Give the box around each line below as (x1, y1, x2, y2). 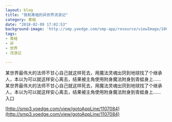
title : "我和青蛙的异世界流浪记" (5, 12, 68, 17)
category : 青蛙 (5, 17, 36, 22)
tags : (5, 31, 17, 36)
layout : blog (5, 7, 33, 13)
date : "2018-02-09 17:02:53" (5, 22, 68, 27)
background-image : (5, 27, 45, 32)
